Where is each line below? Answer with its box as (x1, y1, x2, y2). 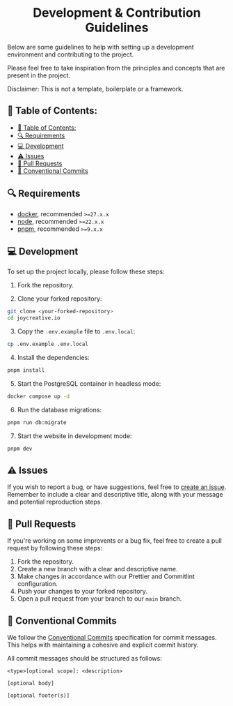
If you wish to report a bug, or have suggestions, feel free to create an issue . (7, 483, 227, 491)
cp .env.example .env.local (7, 340, 89, 348)
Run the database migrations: (17, 405, 102, 414)
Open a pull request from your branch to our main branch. (17, 594, 182, 603)
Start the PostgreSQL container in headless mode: (17, 379, 161, 388)
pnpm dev (7, 445, 33, 452)
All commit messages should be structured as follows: (7, 654, 162, 662)
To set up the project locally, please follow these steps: (7, 267, 165, 276)
